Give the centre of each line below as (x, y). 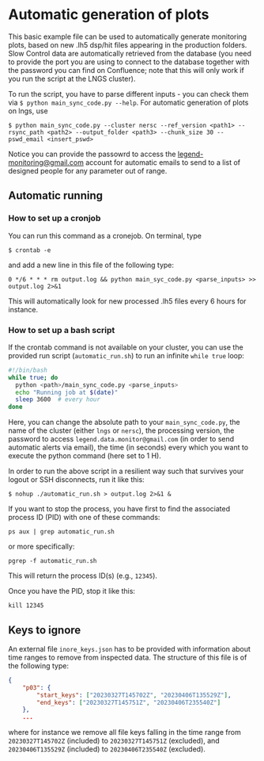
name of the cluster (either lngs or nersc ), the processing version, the (121, 430)
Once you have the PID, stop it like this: (72, 591)
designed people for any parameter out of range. (88, 170)
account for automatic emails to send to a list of (163, 162)
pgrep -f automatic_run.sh (53, 561)
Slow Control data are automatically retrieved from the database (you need (130, 53)
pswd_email (26, 139)
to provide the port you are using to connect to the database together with (129, 62)
